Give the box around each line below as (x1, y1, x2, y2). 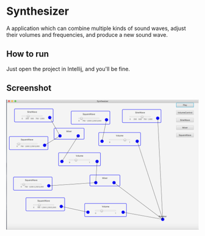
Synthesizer (6, 4, 69, 18)
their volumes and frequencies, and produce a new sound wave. (6, 31, 168, 38)
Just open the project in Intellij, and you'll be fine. (6, 65, 130, 72)
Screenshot (6, 83, 52, 93)
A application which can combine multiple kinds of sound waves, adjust (6, 25, 186, 32)
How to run (6, 49, 49, 59)
